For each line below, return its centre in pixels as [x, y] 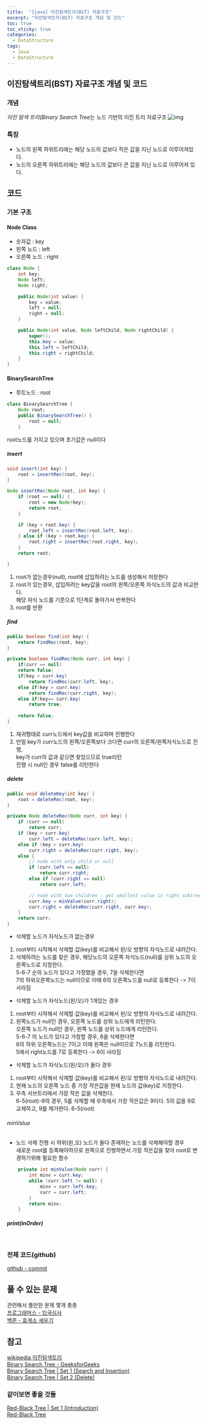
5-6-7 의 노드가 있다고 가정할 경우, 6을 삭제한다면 [75, 1037]
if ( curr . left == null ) [59, 867]
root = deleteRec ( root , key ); [57, 799]
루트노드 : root [33, 393]
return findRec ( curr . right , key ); [73, 693]
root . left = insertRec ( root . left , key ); [81, 531]
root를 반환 [29, 607]
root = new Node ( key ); [58, 502]
